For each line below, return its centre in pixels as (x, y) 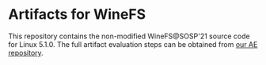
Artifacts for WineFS (77, 14)
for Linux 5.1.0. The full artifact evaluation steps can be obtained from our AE (133, 44)
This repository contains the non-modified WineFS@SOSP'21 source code (129, 36)
